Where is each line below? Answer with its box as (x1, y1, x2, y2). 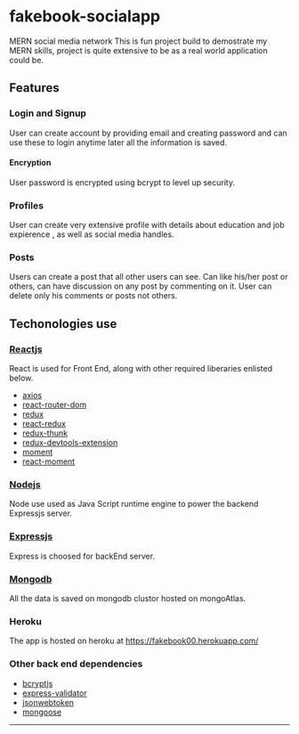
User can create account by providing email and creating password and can (9, 127, 287, 138)
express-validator (21, 688, 87, 698)
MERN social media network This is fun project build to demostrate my (9, 36, 268, 46)
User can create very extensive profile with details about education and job (9, 220, 285, 231)
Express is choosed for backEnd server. (9, 550, 156, 561)
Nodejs (9, 478, 42, 491)
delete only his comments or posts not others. (9, 290, 178, 301)
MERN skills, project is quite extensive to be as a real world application (9, 45, 269, 55)
